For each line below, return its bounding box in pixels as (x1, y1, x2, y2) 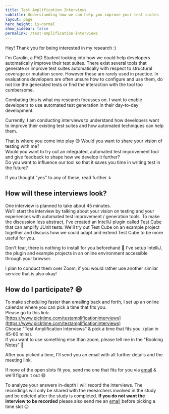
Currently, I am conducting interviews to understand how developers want (5, 117, 159, 123)
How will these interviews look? (5, 189, 107, 198)
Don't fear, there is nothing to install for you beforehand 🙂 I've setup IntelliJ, (5, 244, 162, 251)
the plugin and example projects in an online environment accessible (5, 250, 148, 256)
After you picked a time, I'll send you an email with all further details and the (5, 351, 163, 357)
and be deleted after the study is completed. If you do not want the (5, 393, 145, 399)
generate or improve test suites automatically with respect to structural (5, 65, 152, 71)
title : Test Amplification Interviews (5, 7, 87, 13)
